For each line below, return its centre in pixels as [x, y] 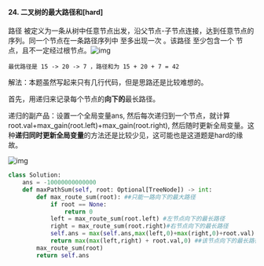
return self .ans [63, 255]
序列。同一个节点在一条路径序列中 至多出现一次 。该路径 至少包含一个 [121, 41]
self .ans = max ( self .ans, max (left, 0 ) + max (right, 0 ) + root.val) [152, 234]
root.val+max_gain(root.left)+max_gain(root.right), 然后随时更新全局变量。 [128, 126]
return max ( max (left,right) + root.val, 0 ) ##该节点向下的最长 [149, 241]
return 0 [78, 212]
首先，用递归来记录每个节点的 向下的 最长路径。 [84, 99]
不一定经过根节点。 [60, 50]
